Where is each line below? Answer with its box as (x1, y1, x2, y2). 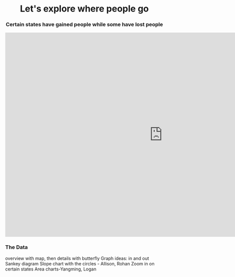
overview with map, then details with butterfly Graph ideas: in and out (5, 255, 149, 261)
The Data (5, 244, 28, 251)
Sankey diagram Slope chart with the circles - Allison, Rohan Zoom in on (5, 260, 155, 266)
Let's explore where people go (20, 3, 149, 15)
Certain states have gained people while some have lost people (6, 21, 163, 28)
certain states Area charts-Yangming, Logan (5, 266, 96, 272)
